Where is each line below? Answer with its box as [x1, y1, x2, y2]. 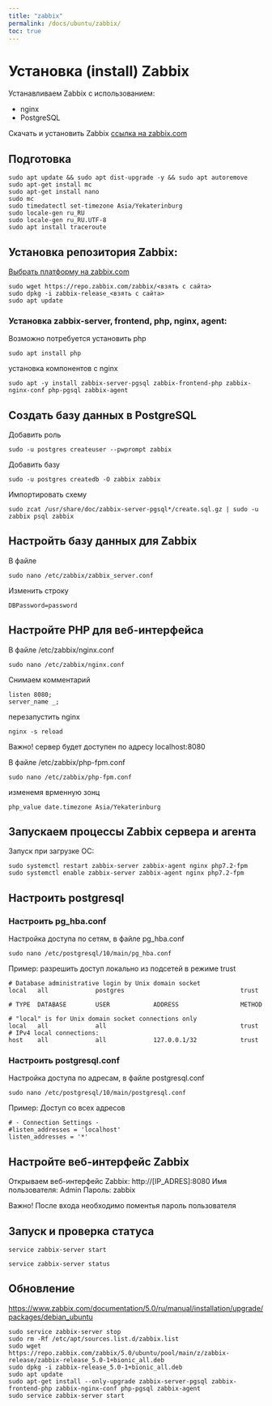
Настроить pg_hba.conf [8, 915, 107, 926]
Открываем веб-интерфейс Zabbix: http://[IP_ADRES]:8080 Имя [8, 1177, 227, 1186]
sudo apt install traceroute [8, 224, 107, 232]
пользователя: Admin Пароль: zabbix [8, 1185, 136, 1195]
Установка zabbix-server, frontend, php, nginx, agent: [8, 315, 227, 327]
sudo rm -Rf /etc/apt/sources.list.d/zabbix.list [8, 1335, 180, 1343]
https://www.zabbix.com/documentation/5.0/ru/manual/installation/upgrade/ [8, 1303, 264, 1313]
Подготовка [8, 152, 71, 166]
